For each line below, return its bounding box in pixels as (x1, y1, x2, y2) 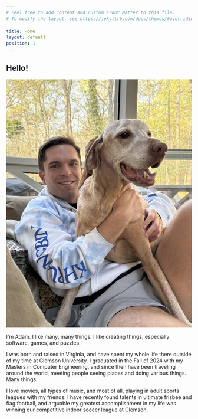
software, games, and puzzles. (6, 339, 81, 346)
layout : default (6, 34, 46, 41)
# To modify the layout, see (6, 15, 78, 22)
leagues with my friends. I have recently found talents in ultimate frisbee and (6, 393, 192, 401)
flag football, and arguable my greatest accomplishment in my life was (6, 400, 177, 407)
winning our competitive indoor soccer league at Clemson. (6, 406, 148, 413)
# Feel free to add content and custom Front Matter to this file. (6, 9, 176, 15)
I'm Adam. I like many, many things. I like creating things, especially (6, 333, 170, 340)
